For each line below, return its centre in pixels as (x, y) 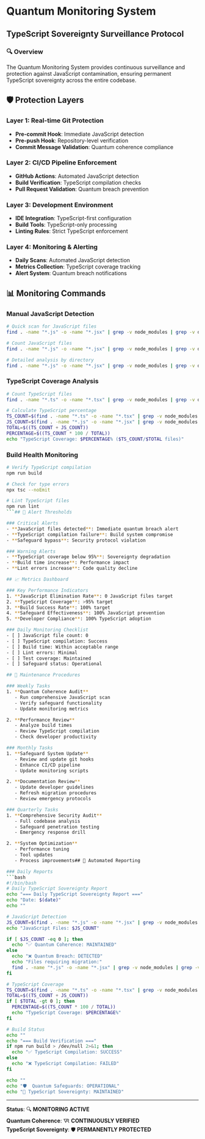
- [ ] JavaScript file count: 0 (47, 636)
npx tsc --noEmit (28, 490)
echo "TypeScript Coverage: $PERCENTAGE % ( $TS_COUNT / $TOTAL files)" (95, 439)
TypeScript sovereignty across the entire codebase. (71, 80)
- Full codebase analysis (47, 821)
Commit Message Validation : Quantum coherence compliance (94, 147)
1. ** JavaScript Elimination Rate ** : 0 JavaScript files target (90, 596)
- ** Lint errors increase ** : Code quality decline (72, 569)
